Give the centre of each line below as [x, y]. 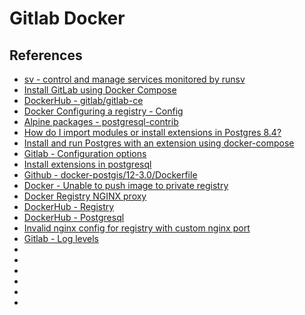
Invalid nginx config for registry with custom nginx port [137, 228]
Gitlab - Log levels [61, 238]
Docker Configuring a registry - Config [103, 111]
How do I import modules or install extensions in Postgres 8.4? [152, 132]
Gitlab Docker [67, 18]
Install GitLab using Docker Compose [100, 90]
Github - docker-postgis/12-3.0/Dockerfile [110, 175]
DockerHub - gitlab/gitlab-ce [83, 100]
